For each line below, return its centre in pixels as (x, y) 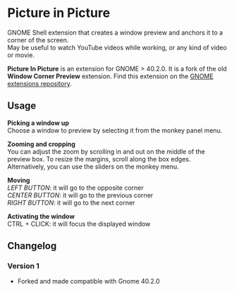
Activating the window (41, 216)
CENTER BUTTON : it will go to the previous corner (80, 195)
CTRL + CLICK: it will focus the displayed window (79, 224)
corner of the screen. (38, 39)
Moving (19, 180)
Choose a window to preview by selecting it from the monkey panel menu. (115, 130)
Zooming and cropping (42, 144)
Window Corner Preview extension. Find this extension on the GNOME (110, 76)
